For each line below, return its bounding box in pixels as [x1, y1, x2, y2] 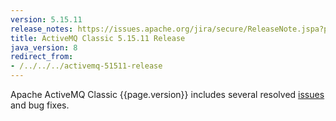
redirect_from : [10, 52, 74, 62]
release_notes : [10, 24, 74, 34]
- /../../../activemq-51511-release [10, 61, 163, 71]
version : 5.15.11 [10, 14, 83, 25]
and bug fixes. [10, 99, 70, 111]
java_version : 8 [10, 42, 78, 53]
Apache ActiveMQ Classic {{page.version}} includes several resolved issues [10, 89, 325, 100]
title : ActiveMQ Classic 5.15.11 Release [10, 33, 186, 43]
